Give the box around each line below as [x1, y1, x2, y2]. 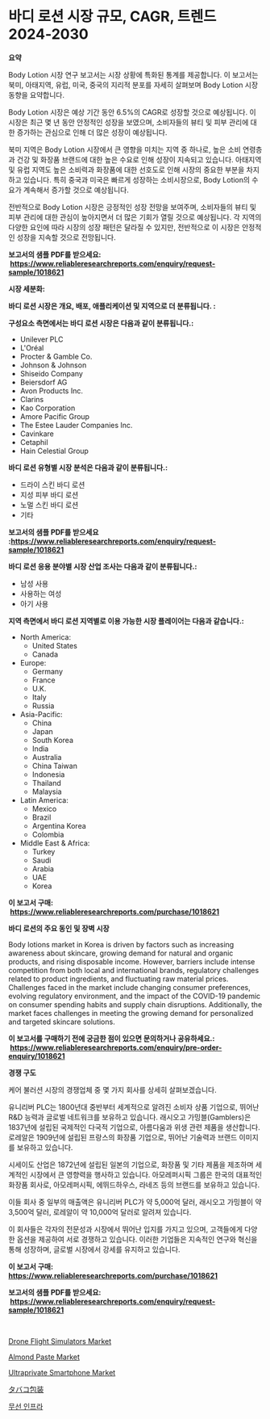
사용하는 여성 [19, 589, 62, 598]
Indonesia [31, 769, 65, 779]
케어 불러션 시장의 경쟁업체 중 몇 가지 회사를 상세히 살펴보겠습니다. [8, 1085, 217, 1094]
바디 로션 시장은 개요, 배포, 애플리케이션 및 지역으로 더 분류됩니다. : [8, 300, 216, 311]
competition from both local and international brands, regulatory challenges [8, 965, 260, 975]
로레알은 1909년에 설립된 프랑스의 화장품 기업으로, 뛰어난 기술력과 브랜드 [8, 1132, 238, 1142]
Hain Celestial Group [19, 446, 89, 456]
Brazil [31, 812, 52, 822]
